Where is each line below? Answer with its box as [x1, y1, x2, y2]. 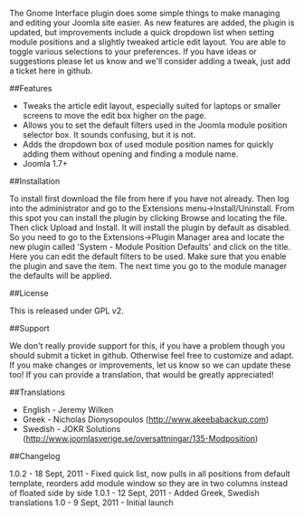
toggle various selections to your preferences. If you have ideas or [9, 46, 257, 57]
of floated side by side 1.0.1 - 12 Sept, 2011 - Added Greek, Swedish [9, 488, 260, 498]
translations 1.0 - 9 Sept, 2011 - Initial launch [9, 497, 174, 508]
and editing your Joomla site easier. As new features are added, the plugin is [9, 17, 295, 28]
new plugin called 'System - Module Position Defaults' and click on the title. [9, 242, 291, 252]
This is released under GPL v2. [9, 305, 124, 316]
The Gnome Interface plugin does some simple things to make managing [9, 8, 280, 18]
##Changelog [9, 451, 61, 461]
